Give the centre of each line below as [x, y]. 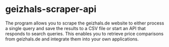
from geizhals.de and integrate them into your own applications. [72, 39]
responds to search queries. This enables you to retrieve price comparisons [84, 33]
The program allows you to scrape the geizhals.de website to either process [85, 23]
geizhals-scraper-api [51, 9]
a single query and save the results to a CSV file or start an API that [76, 28]
